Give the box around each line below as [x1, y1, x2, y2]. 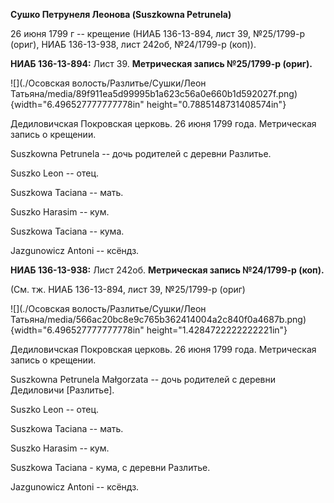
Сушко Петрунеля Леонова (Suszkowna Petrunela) [10, 9, 232, 20]
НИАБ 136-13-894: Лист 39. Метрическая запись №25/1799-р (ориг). [10, 58, 313, 69]
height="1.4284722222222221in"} [146, 324, 288, 336]
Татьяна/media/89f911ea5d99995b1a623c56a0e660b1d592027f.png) [10, 88, 298, 99]
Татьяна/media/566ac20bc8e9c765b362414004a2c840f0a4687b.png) [10, 314, 307, 325]
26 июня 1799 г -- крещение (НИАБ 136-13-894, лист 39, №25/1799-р [10, 28, 306, 39]
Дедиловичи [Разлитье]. [10, 384, 115, 396]
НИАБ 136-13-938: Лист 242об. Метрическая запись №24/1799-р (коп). [10, 264, 325, 276]
